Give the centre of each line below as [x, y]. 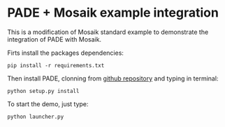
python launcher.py [36, 117]
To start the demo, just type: [48, 104]
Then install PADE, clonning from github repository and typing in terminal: [113, 78]
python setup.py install [43, 91]
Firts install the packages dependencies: [66, 53]
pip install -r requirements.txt [56, 65]
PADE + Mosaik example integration [113, 13]
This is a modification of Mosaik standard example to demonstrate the [108, 32]
